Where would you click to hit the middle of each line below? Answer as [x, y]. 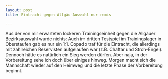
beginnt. [14, 70]
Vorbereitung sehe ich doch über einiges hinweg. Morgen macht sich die [80, 60]
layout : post [19, 10]
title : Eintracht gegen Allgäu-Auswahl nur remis [58, 15]
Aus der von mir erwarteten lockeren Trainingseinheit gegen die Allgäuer [80, 33]
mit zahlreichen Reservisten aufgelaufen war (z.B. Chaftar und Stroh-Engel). [84, 49]
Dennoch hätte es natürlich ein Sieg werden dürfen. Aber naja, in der [76, 55]
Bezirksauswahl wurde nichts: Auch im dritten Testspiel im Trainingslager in [83, 39]
